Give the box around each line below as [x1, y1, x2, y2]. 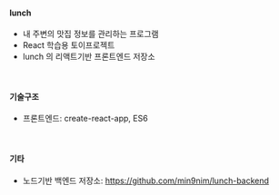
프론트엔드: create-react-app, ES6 [22, 113, 148, 124]
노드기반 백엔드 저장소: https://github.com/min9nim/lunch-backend [22, 175, 270, 186]
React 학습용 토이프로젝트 [22, 40, 115, 51]
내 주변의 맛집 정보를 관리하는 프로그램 [22, 28, 159, 40]
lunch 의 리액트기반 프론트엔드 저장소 [22, 51, 156, 63]
